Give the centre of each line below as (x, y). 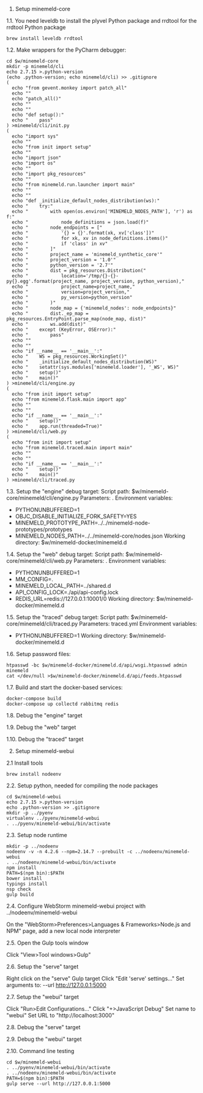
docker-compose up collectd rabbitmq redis (63, 704)
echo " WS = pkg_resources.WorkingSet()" (69, 357)
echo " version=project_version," (71, 292)
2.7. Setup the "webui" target (43, 997)
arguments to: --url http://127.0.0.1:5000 (57, 985)
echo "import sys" (35, 136)
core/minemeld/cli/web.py (39, 561)
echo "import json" (37, 158)
